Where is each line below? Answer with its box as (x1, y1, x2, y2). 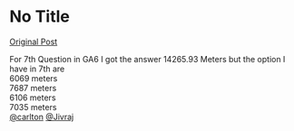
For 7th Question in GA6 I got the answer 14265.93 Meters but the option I (9, 53, 286, 64)
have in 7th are (9, 63, 65, 74)
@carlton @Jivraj (9, 111, 74, 122)
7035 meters (9, 101, 57, 112)
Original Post (9, 36, 58, 47)
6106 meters (9, 92, 56, 103)
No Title (9, 6, 71, 27)
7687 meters (9, 82, 57, 93)
